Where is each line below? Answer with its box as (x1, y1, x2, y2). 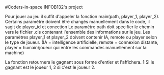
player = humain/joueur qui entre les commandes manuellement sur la (5, 45, 147, 50)
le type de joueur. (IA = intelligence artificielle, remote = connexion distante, (5, 39, 159, 45)
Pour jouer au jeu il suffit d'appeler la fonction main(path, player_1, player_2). (5, 14, 160, 19)
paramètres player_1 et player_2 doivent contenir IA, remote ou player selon (5, 34, 157, 40)
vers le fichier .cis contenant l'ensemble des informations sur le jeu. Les (5, 29, 151, 35)
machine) (5, 50, 25, 56)
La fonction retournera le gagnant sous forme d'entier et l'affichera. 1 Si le (5, 59, 155, 65)
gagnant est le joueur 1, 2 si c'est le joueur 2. (5, 64, 96, 70)
